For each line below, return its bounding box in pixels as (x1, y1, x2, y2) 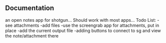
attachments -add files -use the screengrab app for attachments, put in (13, 22, 160, 28)
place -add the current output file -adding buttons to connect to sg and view (5, 27, 161, 34)
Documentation (5, 4, 55, 12)
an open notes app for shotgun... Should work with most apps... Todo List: (5, 17, 156, 23)
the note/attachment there (5, 33, 58, 39)
